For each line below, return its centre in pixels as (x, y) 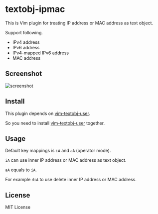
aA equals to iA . (21, 170)
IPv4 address (26, 42)
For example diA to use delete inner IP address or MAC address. (71, 180)
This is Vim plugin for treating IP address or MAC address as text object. (79, 23)
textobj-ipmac (35, 9)
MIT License (18, 207)
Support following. (24, 32)
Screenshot (24, 74)
